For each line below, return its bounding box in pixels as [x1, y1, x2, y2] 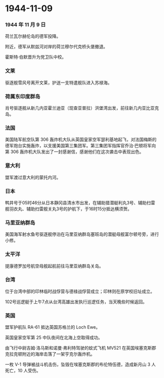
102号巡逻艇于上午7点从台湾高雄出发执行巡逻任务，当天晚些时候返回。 [5, 299, 147, 305]
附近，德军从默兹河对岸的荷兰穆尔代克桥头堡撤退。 [5, 44, 108, 49]
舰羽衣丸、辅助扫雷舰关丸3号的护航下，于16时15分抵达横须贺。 [5, 206, 132, 212]
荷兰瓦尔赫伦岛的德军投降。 [5, 33, 61, 39]
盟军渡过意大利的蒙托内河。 [5, 174, 61, 180]
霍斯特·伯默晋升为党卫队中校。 [5, 54, 67, 60]
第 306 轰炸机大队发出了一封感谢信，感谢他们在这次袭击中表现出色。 [5, 149, 144, 155]
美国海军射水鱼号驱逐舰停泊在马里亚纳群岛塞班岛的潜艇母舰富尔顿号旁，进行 [5, 231, 159, 237]
